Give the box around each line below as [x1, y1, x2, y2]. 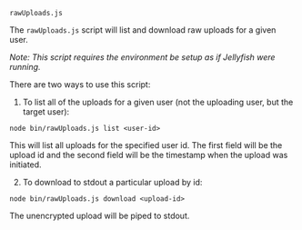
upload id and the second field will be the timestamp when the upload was [9, 150, 288, 160]
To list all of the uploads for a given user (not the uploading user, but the [22, 96, 294, 107]
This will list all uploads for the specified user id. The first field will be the [9, 140, 283, 150]
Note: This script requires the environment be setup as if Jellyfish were [9, 52, 276, 63]
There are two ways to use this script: [9, 79, 151, 90]
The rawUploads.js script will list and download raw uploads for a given [9, 25, 277, 35]
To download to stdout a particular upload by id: [22, 177, 203, 187]
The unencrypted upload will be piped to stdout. [9, 210, 190, 221]
